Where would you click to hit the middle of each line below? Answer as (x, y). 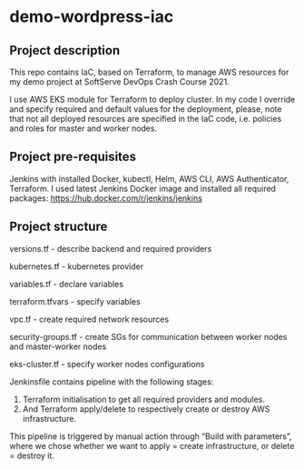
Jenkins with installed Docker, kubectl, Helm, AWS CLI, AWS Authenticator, (149, 178)
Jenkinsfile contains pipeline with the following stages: (112, 381)
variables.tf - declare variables (67, 284)
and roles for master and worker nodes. (83, 128)
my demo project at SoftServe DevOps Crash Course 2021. (119, 82)
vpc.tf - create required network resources (89, 319)
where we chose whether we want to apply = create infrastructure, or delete (152, 445)
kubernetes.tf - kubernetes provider (76, 266)
